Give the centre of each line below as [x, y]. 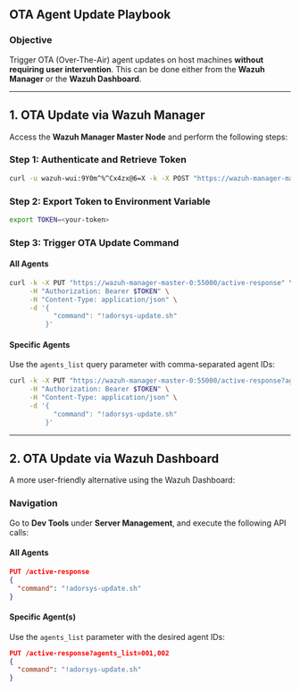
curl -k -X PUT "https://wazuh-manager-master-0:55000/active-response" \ [151, 282]
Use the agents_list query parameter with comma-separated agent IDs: [142, 365]
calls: [19, 532]
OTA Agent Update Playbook [90, 15]
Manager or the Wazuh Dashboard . [75, 79]
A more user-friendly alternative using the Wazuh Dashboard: [122, 480]
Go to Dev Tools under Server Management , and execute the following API [148, 523]
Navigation [33, 503]
